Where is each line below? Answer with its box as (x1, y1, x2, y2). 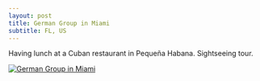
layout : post (8, 11, 52, 20)
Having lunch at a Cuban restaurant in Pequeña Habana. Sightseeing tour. (8, 49, 254, 59)
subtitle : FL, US (8, 26, 67, 34)
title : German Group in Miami (8, 19, 111, 27)
